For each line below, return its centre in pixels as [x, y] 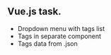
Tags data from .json [47, 43]
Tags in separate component [59, 36]
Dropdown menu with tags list [61, 28]
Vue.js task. [34, 12]
